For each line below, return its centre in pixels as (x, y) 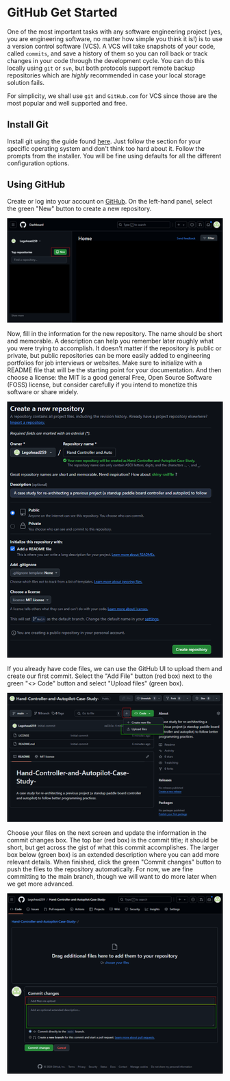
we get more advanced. (40, 884)
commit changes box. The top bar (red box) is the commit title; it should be (112, 840)
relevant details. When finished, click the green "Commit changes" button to (114, 862)
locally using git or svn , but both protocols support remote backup (101, 68)
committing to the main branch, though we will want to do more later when (112, 876)
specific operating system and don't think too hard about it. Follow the (106, 148)
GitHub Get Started (62, 13)
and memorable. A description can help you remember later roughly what (111, 341)
